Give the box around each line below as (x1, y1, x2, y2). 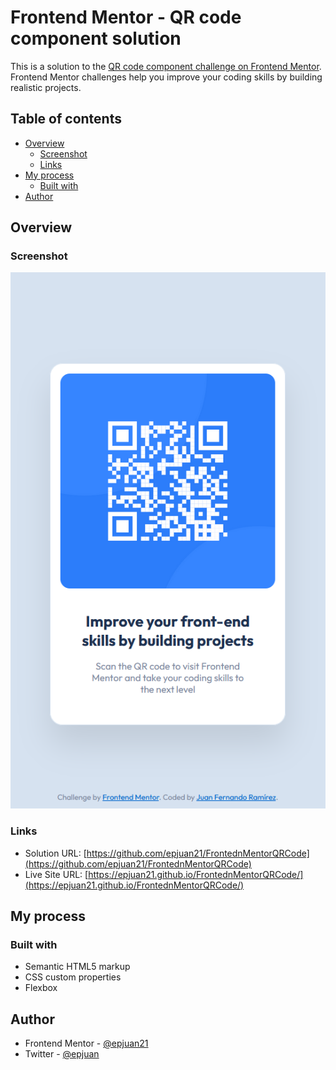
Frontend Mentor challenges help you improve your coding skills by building (10, 71, 323, 83)
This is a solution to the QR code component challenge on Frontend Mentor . (10, 60, 322, 72)
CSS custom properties (24, 971, 122, 983)
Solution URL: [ (24, 847, 87, 859)
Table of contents (10, 111, 122, 128)
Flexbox (24, 982, 58, 994)
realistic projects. (10, 81, 82, 93)
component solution (10, 27, 182, 50)
